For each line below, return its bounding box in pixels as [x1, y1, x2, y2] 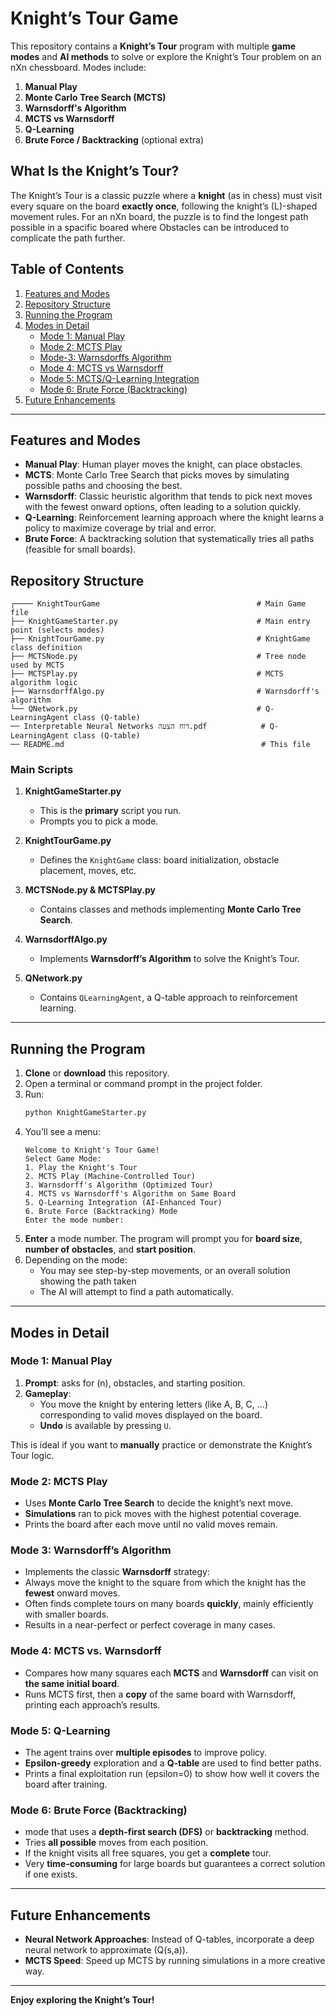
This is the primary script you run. [39, 805, 182, 817]
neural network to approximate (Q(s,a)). [24, 1944, 188, 1956]
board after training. [24, 1778, 108, 1791]
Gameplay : [24, 1387, 72, 1399]
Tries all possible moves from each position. [24, 1837, 209, 1849]
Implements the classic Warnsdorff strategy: [24, 1566, 211, 1578]
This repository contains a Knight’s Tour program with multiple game [10, 40, 297, 52]
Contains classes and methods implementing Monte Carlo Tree [39, 903, 302, 916]
